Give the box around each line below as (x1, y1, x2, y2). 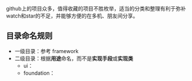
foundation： (23, 69, 55, 76)
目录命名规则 (6, 31, 53, 41)
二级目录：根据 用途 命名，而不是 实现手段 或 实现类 (14, 55, 133, 62)
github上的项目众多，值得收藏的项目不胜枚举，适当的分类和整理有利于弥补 (6, 5, 186, 12)
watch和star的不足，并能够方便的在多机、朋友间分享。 (6, 12, 139, 19)
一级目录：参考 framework (14, 47, 79, 54)
